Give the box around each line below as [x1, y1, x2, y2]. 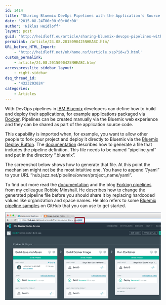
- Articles [14, 91, 37, 96]
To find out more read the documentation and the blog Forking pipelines [5, 181, 152, 187]
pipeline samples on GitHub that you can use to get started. [5, 203, 126, 209]
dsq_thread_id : [5, 76, 37, 81]
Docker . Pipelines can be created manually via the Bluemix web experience [5, 116, 158, 122]
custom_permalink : [5, 55, 43, 60]
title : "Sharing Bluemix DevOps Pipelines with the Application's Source [5, 13, 161, 18]
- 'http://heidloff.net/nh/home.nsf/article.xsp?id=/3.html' [14, 49, 142, 54]
